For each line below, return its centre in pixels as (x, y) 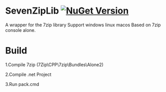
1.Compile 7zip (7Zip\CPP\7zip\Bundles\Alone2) (54, 64)
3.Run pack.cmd (22, 84)
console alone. (21, 30)
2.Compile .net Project (28, 74)
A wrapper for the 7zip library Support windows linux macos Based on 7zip (83, 25)
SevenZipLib (32, 11)
